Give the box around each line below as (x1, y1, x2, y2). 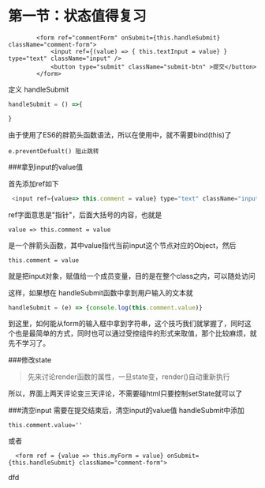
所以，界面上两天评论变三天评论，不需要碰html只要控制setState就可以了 (8, 389, 243, 399)
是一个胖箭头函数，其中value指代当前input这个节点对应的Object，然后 (8, 240, 237, 250)
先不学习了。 (8, 339, 50, 348)
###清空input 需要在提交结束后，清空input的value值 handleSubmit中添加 (8, 406, 244, 415)
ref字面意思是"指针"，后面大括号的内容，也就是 (8, 210, 162, 220)
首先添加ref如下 (8, 178, 59, 188)
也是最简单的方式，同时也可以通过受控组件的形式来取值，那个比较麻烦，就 (14, 328, 257, 338)
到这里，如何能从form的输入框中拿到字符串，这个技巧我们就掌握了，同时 (8, 319, 244, 328)
